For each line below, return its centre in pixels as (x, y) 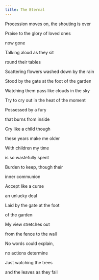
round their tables (23, 62)
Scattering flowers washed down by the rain (50, 71)
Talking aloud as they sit (29, 52)
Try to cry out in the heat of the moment (45, 100)
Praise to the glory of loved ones (38, 33)
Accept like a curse (25, 186)
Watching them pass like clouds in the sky (48, 90)
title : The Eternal (25, 10)
